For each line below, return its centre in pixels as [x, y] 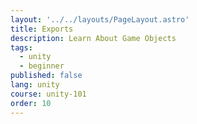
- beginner [42, 66]
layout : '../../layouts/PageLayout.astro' [100, 19]
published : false [46, 76]
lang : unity [35, 85]
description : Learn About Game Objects [93, 38]
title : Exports [42, 29]
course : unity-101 [48, 94]
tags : [21, 47]
